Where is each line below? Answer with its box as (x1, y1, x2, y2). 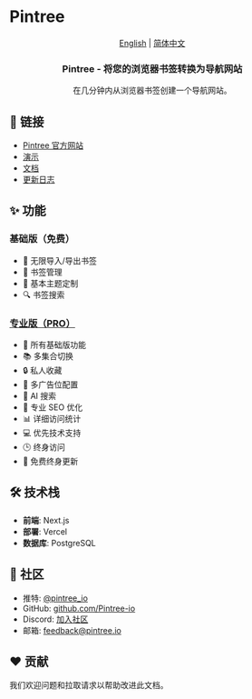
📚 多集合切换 (22, 351, 74, 362)
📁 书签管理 (22, 266, 63, 277)
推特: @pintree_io (22, 593, 89, 604)
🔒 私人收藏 (22, 365, 63, 376)
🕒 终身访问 (22, 442, 65, 453)
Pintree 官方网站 (22, 140, 84, 151)
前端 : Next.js (22, 514, 70, 525)
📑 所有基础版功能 (22, 339, 86, 351)
